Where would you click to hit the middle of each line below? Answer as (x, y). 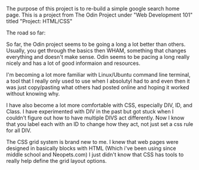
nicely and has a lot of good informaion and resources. (73, 63)
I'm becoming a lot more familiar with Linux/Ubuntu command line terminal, (98, 75)
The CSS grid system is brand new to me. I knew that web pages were (92, 142)
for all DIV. (19, 130)
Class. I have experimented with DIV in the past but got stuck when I (90, 111)
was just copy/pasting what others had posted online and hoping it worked (98, 87)
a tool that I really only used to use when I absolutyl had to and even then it (98, 81)
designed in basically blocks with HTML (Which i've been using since (91, 148)
